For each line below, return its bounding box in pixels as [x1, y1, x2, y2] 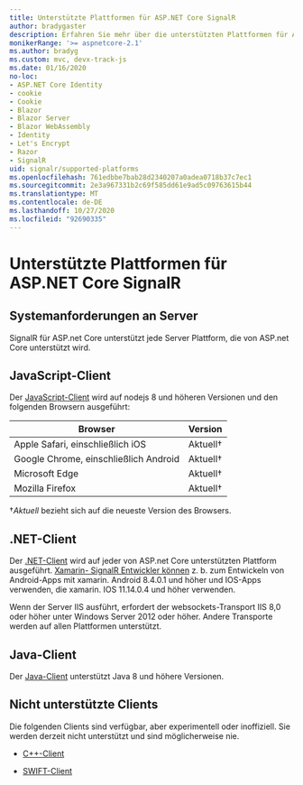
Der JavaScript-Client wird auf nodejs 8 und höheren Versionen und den [9, 392, 279, 402]
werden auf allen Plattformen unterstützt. [9, 621, 162, 632]
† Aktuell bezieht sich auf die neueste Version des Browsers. [9, 505, 232, 516]
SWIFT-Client [22, 765, 73, 776]
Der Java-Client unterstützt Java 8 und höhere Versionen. [9, 671, 225, 682]
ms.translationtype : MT [9, 189, 99, 199]
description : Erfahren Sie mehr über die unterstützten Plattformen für [9, 30, 289, 39]
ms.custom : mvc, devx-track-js [9, 55, 127, 64]
